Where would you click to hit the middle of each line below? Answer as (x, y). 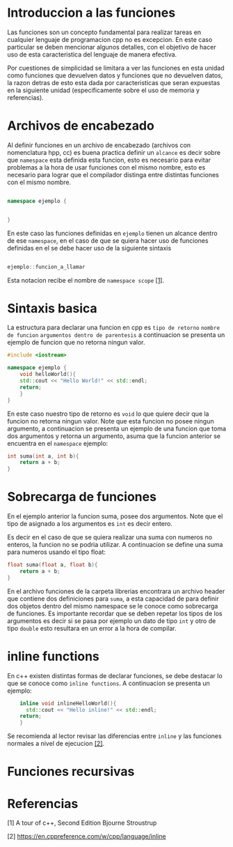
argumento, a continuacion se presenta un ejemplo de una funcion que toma (117, 428)
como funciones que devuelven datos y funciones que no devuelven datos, (115, 75)
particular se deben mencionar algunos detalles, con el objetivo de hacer (112, 47)
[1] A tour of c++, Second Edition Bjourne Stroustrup (82, 823)
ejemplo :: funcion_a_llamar (46, 267)
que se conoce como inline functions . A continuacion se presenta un (109, 683)
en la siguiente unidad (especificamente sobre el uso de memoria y (104, 90)
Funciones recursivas (71, 772)
